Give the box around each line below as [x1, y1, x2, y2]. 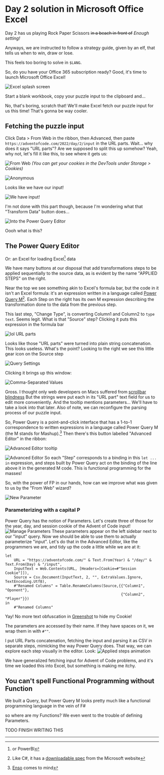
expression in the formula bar [5, 321, 64, 327]
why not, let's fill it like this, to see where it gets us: [5, 150, 107, 156]
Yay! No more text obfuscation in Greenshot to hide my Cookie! [5, 613, 132, 619]
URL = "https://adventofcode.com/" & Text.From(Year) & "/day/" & [14, 557, 152, 562]
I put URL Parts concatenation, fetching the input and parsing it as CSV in [5, 637, 152, 643]
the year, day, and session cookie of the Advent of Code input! [5, 523, 131, 529]
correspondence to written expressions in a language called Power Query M [5, 424, 159, 430]
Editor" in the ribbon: [5, 435, 47, 442]
